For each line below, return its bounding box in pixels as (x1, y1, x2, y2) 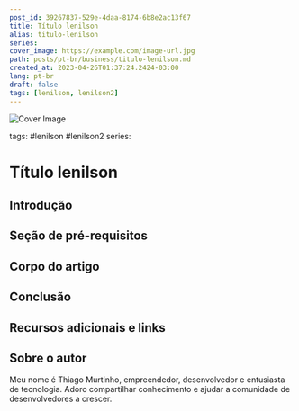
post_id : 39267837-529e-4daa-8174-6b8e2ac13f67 (9, 13, 192, 22)
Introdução (9, 198, 73, 213)
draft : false (9, 80, 59, 89)
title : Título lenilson (9, 22, 99, 31)
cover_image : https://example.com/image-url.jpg (9, 47, 195, 56)
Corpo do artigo (9, 258, 100, 274)
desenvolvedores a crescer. (9, 393, 113, 405)
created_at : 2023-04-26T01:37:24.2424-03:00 (9, 64, 179, 73)
